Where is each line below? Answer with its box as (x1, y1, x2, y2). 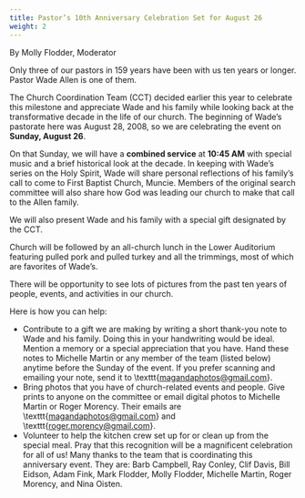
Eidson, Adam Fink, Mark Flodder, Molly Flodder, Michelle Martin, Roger (22, 468, 292, 479)
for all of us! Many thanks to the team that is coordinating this (22, 449, 253, 460)
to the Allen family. (9, 197, 79, 208)
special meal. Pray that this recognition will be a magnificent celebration (22, 439, 293, 451)
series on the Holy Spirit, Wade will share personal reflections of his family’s (9, 168, 294, 178)
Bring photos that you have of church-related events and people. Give (22, 381, 285, 392)
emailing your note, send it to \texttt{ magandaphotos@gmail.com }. (22, 371, 273, 382)
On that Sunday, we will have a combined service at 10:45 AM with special (9, 147, 292, 159)
